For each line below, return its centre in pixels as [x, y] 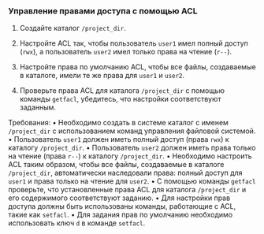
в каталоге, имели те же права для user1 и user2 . [102, 76]
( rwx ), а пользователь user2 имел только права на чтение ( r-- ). [126, 52]
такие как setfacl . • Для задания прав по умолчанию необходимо [121, 215]
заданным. [38, 107]
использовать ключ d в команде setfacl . [77, 223]
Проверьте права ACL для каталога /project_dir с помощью [122, 91]
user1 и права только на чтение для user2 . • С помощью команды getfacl [132, 181]
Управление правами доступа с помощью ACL [103, 11]
